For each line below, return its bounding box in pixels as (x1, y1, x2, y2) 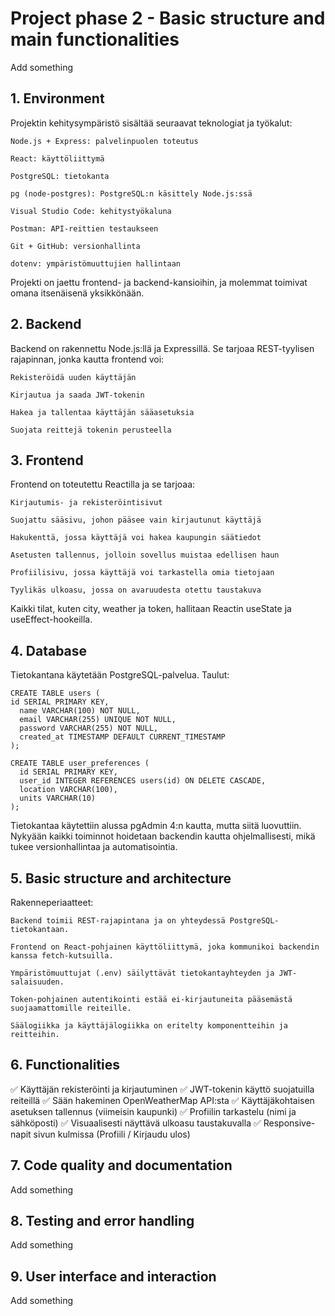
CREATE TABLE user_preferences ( (10, 758, 150, 769)
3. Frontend (10, 452, 84, 469)
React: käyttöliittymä (10, 153, 105, 164)
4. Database (10, 642, 88, 659)
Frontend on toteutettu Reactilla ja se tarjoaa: (10, 478, 196, 491)
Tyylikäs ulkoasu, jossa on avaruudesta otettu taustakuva (10, 585, 262, 596)
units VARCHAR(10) (19, 793, 97, 804)
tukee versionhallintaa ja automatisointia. (10, 841, 178, 853)
